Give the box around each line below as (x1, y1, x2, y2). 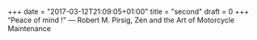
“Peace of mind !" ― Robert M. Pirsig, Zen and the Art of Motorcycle (7, 15, 235, 25)
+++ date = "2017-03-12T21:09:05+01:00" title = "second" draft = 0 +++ (7, 7, 250, 16)
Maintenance (7, 24, 52, 33)
